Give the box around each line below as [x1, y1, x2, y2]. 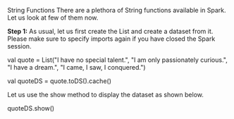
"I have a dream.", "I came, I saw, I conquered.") [7, 63, 146, 71]
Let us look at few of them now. [7, 13, 99, 22]
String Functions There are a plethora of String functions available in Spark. [7, 6, 227, 14]
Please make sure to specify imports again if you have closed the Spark [7, 35, 216, 43]
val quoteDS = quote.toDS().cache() [7, 77, 111, 85]
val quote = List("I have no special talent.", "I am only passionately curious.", [7, 56, 228, 64]
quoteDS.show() [7, 104, 55, 112]
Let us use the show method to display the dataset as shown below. [7, 91, 204, 99]
